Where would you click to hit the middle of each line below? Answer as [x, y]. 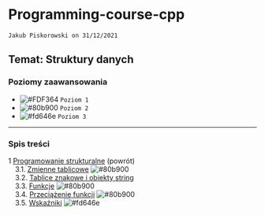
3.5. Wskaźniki [39, 202]
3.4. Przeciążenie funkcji [55, 194]
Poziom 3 [72, 117]
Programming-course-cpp [97, 15]
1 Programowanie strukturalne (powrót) [72, 161]
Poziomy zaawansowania [58, 82]
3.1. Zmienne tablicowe [52, 169]
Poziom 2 [75, 108]
